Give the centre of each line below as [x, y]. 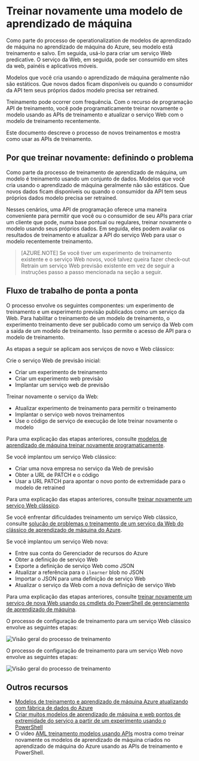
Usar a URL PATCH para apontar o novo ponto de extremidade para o [100, 481]
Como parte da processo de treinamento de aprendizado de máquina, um [97, 172]
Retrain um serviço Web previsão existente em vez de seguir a [98, 266]
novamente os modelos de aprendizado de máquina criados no [93, 740]
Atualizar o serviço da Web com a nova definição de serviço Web [95, 585]
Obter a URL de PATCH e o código [57, 474]
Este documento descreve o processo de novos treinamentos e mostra [93, 133]
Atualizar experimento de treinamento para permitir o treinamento [96, 408]
